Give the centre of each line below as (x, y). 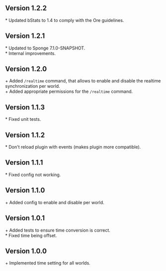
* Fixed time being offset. (31, 235)
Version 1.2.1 (25, 36)
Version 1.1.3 (25, 107)
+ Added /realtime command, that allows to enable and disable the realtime (83, 81)
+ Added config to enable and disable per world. (55, 202)
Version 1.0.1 (25, 218)
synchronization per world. (33, 86)
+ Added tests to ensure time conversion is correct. (58, 230)
